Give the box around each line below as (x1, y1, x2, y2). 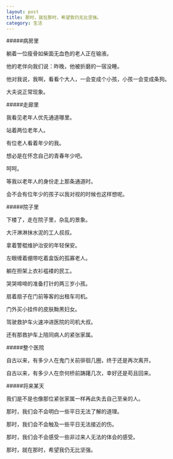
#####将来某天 (6, 383, 45, 390)
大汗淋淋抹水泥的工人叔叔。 (6, 229, 75, 236)
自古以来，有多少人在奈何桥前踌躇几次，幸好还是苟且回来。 (6, 369, 154, 377)
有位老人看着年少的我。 (6, 140, 64, 147)
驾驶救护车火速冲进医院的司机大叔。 (6, 318, 96, 325)
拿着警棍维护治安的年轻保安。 (6, 242, 80, 249)
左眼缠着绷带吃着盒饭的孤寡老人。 (6, 254, 91, 262)
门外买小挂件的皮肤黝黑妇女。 (6, 306, 80, 313)
